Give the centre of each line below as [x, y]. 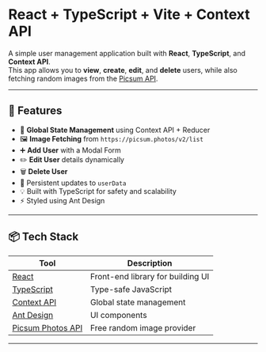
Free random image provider [143, 327]
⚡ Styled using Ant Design [62, 200]
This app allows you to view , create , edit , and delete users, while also [123, 70]
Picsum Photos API [47, 327]
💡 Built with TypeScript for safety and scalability [98, 191]
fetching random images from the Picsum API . [83, 78]
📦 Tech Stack [44, 237]
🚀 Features [35, 111]
